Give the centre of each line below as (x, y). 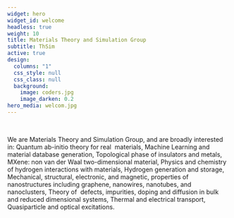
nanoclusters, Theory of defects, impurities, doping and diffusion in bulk (113, 192)
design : (19, 60)
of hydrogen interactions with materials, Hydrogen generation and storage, (116, 169)
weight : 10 (23, 34)
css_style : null (37, 73)
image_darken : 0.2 (47, 99)
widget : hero (26, 14)
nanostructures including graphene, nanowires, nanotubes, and (99, 184)
